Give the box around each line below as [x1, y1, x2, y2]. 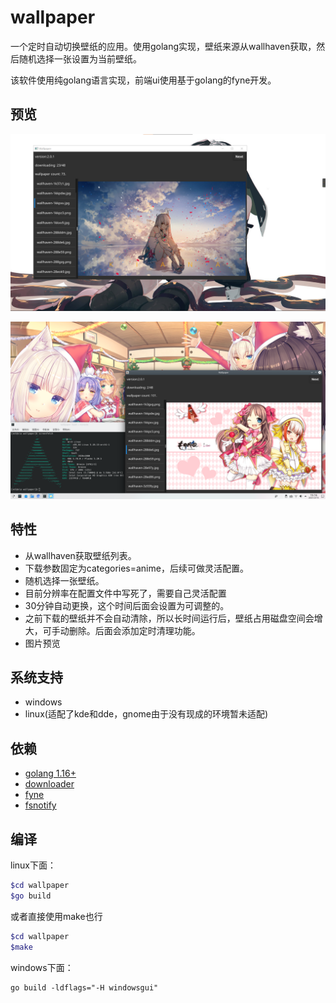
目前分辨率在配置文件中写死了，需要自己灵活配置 [24, 587, 227, 599]
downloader [24, 778, 75, 790]
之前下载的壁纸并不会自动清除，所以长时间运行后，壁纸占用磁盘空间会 [24, 612, 315, 624]
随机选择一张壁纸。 [24, 574, 105, 586]
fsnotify [24, 799, 57, 811]
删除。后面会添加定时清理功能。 [68, 624, 201, 636]
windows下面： [10, 961, 74, 973]
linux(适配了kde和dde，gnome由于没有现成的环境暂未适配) [24, 708, 269, 720]
